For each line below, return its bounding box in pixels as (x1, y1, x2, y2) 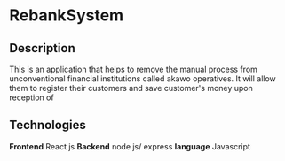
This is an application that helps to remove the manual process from (9, 64, 257, 74)
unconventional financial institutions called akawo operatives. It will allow (9, 73, 277, 84)
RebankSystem (9, 5, 124, 26)
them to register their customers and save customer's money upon (9, 83, 253, 93)
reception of (9, 92, 55, 103)
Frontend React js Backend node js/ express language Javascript (9, 141, 251, 151)
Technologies (9, 118, 87, 133)
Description (9, 41, 75, 56)
